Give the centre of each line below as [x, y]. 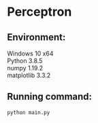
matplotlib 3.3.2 [29, 75]
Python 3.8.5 [25, 61]
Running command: [50, 97]
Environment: [36, 37]
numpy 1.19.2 [25, 68]
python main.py [29, 112]
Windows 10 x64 [30, 53]
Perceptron [39, 12]
